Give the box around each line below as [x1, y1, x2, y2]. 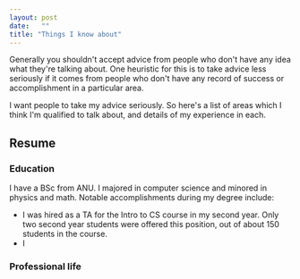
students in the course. [21, 229, 107, 240]
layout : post [9, 13, 58, 22]
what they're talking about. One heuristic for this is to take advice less [9, 63, 267, 74]
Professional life [9, 260, 82, 273]
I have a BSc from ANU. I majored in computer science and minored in [9, 182, 268, 193]
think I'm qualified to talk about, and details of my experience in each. [9, 109, 266, 121]
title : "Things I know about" [9, 30, 123, 38]
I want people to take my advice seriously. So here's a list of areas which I [9, 100, 282, 111]
